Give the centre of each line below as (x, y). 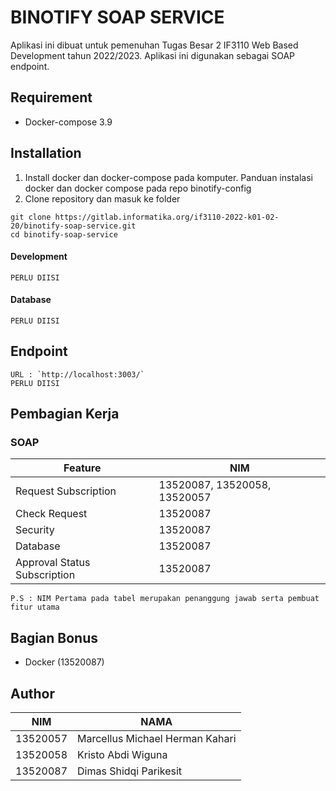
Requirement (51, 97)
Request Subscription (66, 491)
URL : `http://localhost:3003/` (77, 374)
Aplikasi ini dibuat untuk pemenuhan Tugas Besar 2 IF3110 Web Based (154, 45)
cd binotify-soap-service (64, 234)
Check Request (51, 514)
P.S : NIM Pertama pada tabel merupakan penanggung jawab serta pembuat (165, 599)
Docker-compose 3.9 (68, 122)
